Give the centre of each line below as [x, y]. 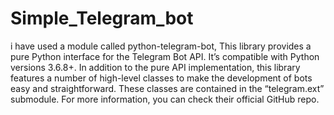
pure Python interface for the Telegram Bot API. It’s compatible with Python [165, 56]
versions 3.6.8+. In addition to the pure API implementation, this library [155, 67]
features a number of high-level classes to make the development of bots [161, 78]
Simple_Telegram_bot [102, 18]
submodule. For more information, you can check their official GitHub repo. [165, 99]
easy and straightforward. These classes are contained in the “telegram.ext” [167, 88]
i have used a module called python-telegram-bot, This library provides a [161, 46]
